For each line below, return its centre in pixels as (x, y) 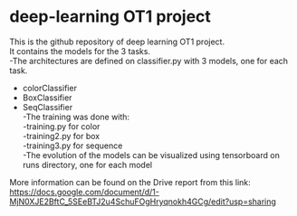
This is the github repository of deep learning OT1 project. (117, 42)
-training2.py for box (61, 136)
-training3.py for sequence (72, 146)
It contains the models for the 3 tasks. (80, 51)
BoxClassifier (47, 98)
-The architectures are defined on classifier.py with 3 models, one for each (148, 61)
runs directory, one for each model (87, 164)
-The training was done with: (76, 117)
